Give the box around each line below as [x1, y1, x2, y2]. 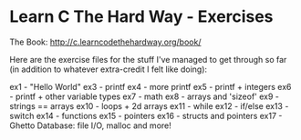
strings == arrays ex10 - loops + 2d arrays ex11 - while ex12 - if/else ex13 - [9, 100, 289, 111]
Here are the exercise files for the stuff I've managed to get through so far [9, 54, 287, 65]
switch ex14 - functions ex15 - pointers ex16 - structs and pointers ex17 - [9, 110, 283, 121]
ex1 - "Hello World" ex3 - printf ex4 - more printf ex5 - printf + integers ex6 [9, 81, 292, 92]
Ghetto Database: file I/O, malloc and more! [9, 120, 171, 131]
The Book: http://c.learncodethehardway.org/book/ [9, 36, 202, 47]
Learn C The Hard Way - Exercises [9, 6, 274, 27]
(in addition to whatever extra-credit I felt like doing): [9, 64, 208, 75]
